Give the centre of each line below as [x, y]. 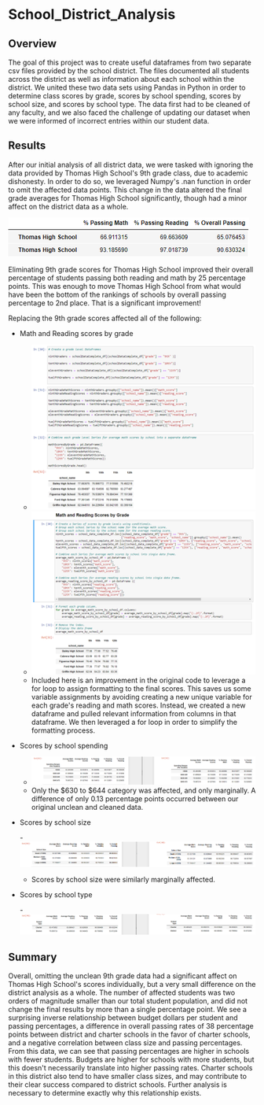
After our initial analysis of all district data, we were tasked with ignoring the [131, 164]
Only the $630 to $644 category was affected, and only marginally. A [144, 790]
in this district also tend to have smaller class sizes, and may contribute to [128, 1077]
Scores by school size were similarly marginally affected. [123, 880]
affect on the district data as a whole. [68, 206]
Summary [33, 957]
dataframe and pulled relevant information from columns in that [134, 714]
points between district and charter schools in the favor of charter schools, [129, 1035]
